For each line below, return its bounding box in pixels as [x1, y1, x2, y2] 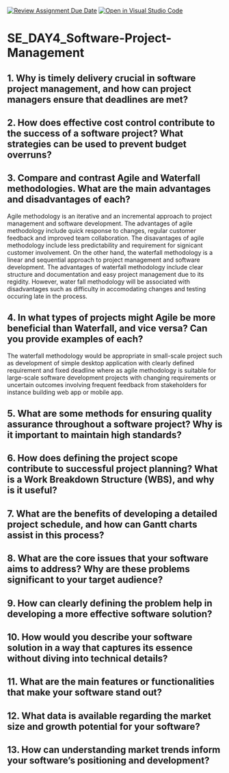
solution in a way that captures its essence [7, 641, 193, 654]
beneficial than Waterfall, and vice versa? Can [7, 323, 208, 334]
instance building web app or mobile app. [7, 388, 124, 396]
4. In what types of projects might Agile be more [7, 312, 216, 323]
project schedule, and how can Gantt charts [7, 518, 198, 530]
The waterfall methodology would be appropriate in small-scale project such [7, 352, 223, 360]
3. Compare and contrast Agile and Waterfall [7, 172, 200, 184]
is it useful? [7, 484, 57, 496]
